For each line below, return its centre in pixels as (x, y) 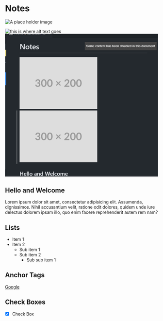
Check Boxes (25, 302)
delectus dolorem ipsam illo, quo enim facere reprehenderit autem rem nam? (81, 212)
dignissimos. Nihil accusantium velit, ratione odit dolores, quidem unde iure (80, 207)
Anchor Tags (25, 275)
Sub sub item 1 (41, 260)
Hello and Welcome (35, 190)
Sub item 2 (30, 255)
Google (12, 287)
